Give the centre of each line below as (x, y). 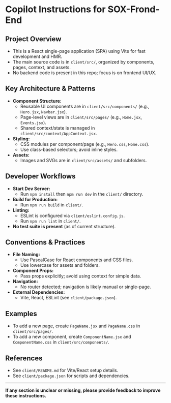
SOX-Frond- (134, 9)
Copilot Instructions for (55, 9)
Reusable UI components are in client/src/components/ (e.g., (85, 106)
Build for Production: (35, 199)
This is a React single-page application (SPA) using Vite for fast (79, 51)
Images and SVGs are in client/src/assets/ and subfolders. (83, 160)
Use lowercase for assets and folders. (60, 265)
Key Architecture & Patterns (50, 89)
